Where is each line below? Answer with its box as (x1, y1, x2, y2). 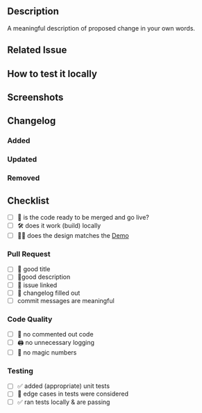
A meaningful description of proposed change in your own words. (7, 24, 196, 32)
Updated (7, 154, 37, 164)
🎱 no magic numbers (17, 348, 77, 357)
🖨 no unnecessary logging (17, 339, 95, 347)
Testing (7, 366, 33, 376)
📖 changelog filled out (17, 289, 81, 297)
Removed (7, 173, 40, 183)
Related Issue (7, 44, 67, 56)
